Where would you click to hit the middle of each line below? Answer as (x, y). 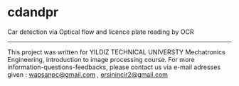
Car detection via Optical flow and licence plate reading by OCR (101, 32)
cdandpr (33, 12)
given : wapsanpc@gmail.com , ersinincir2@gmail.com (88, 74)
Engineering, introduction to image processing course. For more (101, 59)
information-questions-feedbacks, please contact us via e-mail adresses (114, 67)
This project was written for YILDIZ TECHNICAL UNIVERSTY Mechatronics (116, 52)
